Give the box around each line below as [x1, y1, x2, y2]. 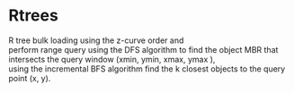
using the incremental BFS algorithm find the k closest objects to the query [8, 63, 286, 74]
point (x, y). [8, 72, 51, 83]
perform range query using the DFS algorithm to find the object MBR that [8, 44, 279, 54]
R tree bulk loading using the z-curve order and [8, 35, 184, 46]
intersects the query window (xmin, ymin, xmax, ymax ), [8, 54, 216, 64]
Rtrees [8, 5, 59, 26]
